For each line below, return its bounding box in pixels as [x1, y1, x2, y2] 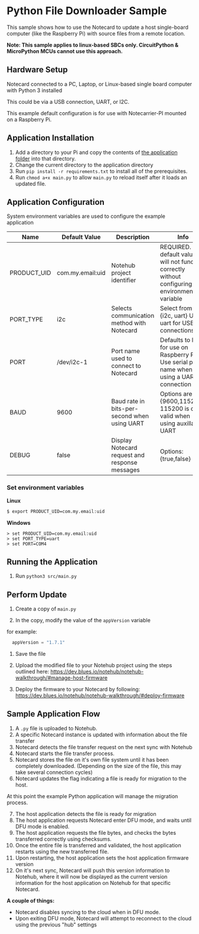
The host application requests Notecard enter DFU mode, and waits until [15, 817, 191, 824]
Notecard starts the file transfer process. [15, 750, 115, 757]
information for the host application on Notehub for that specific [15, 879, 171, 886]
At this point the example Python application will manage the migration [6, 792, 178, 799]
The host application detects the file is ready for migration [15, 810, 157, 817]
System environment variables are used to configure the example [6, 213, 166, 220]
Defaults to [159, 336, 191, 344]
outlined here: [15, 668, 50, 675]
